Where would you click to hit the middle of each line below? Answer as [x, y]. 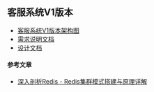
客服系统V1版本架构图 [48, 30]
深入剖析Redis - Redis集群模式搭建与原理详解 [82, 82]
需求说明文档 [36, 39]
